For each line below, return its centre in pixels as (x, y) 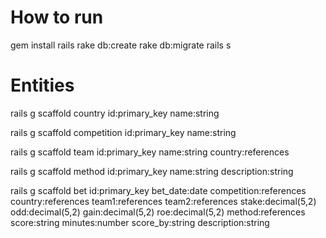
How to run (57, 17)
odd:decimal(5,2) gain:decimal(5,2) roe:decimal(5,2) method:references (158, 212)
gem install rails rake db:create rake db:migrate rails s (121, 45)
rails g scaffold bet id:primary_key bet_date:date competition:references (158, 190)
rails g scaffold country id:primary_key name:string (115, 113)
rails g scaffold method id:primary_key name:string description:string (152, 171)
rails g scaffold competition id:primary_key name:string (123, 132)
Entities (42, 85)
